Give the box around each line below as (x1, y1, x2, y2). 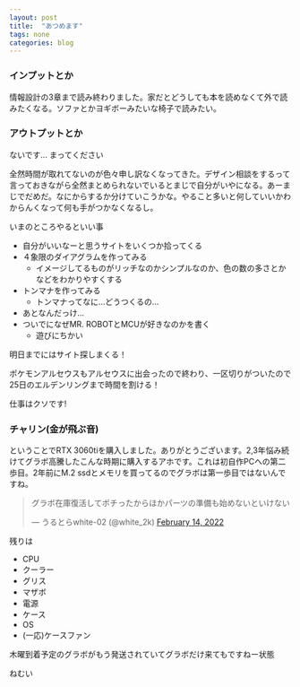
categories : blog (9, 38, 74, 48)
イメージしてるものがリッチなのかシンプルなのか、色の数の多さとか (35, 262, 287, 274)
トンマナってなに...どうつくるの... (35, 296, 159, 307)
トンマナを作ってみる (21, 284, 101, 296)
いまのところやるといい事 (9, 221, 104, 231)
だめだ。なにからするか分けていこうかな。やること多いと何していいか (24, 190, 284, 202)
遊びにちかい (35, 329, 83, 341)
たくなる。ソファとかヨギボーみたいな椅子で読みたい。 (16, 102, 221, 113)
